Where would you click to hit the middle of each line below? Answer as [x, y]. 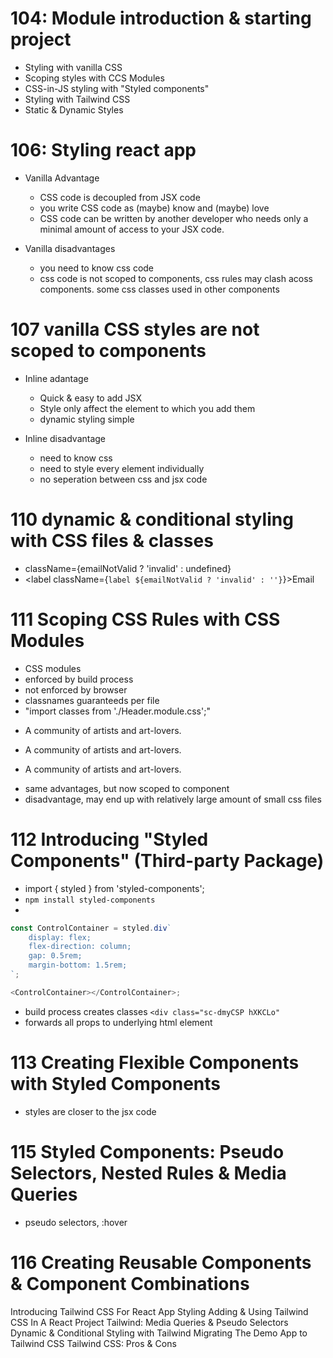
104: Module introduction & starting [161, 18]
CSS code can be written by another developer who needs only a [174, 218]
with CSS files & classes [112, 541]
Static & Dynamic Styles [74, 109]
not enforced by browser [76, 689]
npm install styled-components [90, 900]
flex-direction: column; [80, 947]
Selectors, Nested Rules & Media [148, 1173]
